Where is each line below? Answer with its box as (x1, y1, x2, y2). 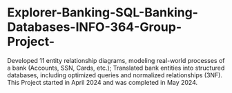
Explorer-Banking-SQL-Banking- (7, 5, 199, 21)
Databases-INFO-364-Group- (7, 19, 182, 35)
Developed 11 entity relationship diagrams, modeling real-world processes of (7, 56, 225, 64)
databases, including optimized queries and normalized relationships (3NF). (7, 70, 223, 79)
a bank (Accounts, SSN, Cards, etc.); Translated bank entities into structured (7, 64, 225, 72)
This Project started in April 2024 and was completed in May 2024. (7, 78, 198, 86)
